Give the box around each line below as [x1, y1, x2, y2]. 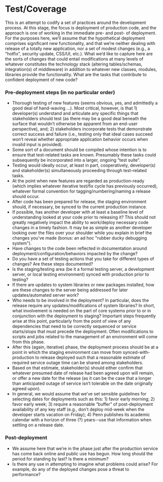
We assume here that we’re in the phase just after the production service [12, 445, 158, 451]
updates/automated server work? [12, 292, 79, 298]
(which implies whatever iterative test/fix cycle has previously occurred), [12, 183, 158, 189]
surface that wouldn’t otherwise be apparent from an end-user [12, 121, 138, 127]
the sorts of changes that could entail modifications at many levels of [5, 56, 144, 62]
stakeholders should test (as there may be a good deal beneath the [12, 116, 147, 122]
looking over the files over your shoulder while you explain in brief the [12, 230, 152, 236]
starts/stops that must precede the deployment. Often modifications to [12, 329, 154, 334]
